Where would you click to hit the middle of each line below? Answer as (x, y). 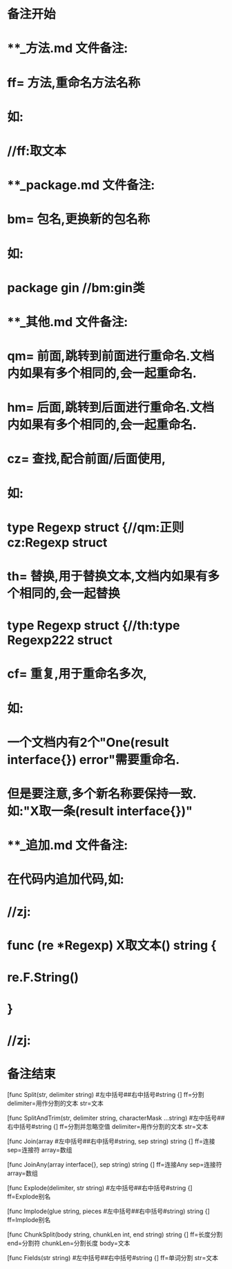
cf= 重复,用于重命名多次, (77, 674)
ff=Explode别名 (29, 1196)
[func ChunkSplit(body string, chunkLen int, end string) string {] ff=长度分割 (115, 1234)
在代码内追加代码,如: (66, 880)
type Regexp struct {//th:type (94, 626)
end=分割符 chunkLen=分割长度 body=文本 (69, 1243)
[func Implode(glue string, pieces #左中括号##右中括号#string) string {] (109, 1211)
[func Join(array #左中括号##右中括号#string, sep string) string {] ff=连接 (111, 1141)
